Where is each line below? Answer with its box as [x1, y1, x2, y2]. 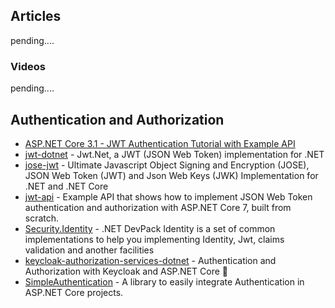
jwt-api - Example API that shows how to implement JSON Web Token [24, 190, 313, 203]
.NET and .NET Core [24, 180, 109, 192]
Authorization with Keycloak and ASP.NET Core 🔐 [24, 265, 229, 277]
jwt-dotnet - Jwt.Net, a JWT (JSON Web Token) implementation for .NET [24, 148, 325, 160]
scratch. [24, 212, 60, 224]
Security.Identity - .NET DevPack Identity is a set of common [24, 222, 276, 234]
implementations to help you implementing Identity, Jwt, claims [24, 233, 285, 245]
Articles [10, 8, 62, 25]
